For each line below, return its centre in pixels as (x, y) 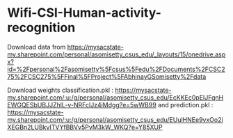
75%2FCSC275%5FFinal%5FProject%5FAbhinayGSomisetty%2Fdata (107, 76)
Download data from (37, 47)
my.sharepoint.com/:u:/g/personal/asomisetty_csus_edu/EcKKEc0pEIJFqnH (115, 97)
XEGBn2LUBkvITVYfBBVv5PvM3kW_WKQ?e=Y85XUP (85, 127)
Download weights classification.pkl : (60, 90)
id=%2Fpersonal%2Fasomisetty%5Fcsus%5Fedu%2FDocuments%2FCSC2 (116, 69)
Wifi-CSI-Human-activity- (85, 13)
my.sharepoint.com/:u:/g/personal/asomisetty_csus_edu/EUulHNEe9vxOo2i (115, 119)
